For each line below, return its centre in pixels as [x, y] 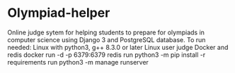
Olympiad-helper [59, 13]
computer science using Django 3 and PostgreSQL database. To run [107, 39]
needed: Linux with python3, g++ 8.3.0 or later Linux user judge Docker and [118, 47]
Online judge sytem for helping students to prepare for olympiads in [106, 32]
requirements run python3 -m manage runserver [78, 62]
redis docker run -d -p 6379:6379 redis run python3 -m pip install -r [107, 55]
